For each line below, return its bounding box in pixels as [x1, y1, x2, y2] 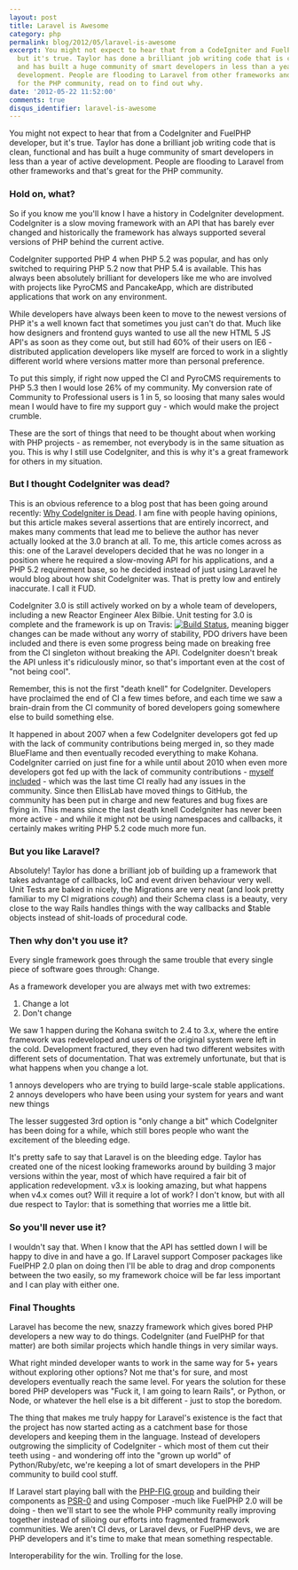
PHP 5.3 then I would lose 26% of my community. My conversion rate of [9, 382, 273, 393]
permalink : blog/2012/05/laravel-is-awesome [9, 37, 176, 47]
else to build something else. [9, 711, 114, 722]
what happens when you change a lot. [9, 1063, 149, 1073]
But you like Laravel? [9, 844, 100, 857]
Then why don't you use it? [9, 935, 129, 947]
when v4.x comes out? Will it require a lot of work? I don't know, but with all [9, 1189, 286, 1200]
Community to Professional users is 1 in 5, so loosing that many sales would [9, 391, 286, 402]
